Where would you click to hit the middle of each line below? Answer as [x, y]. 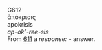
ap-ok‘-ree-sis [28, 32]
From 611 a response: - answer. [51, 39]
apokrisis [20, 24]
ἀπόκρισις [22, 17]
